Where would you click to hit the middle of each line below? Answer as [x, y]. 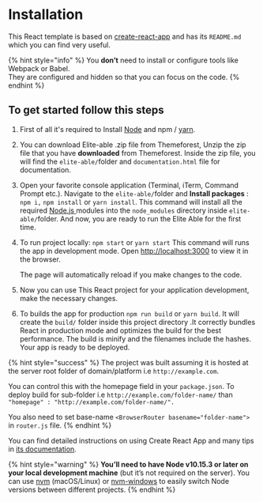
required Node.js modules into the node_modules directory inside [123, 210]
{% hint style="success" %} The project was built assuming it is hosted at [128, 362]
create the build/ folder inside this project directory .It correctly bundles [137, 322]
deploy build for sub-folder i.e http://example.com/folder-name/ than [120, 394]
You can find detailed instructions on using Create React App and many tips [131, 440]
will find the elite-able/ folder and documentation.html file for [120, 161]
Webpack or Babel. [39, 68]
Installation [46, 15]
